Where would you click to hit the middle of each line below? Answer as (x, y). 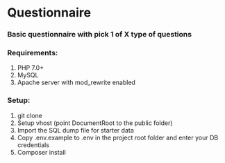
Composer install (41, 152)
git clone (30, 115)
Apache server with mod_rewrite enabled (76, 83)
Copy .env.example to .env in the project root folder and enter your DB (118, 137)
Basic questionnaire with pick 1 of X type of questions (100, 35)
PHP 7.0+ (30, 68)
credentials (33, 145)
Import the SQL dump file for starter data (75, 130)
